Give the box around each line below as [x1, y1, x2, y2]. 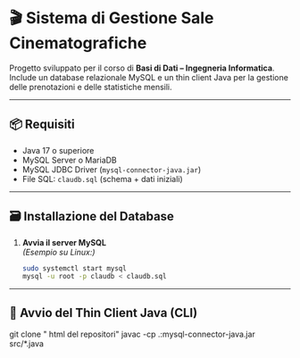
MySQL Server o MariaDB [21, 154, 118, 165]
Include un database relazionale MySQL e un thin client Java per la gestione [9, 71, 288, 82]
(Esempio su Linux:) [21, 246, 96, 257]
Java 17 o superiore [21, 145, 95, 155]
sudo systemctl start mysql [21, 263, 127, 273]
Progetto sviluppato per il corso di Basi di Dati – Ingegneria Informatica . [9, 62, 275, 73]
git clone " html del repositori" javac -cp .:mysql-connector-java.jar [9, 329, 256, 340]
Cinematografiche [9, 33, 147, 54]
